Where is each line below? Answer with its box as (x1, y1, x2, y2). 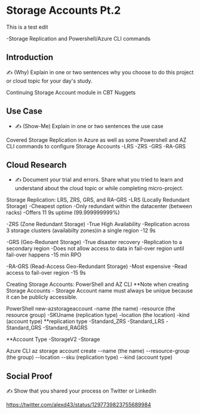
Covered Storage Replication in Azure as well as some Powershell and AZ (6, 136, 187, 144)
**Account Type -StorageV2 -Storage (6, 336, 100, 343)
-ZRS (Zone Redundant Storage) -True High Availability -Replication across (6, 221, 190, 228)
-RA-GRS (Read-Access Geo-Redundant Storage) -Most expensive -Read (6, 263, 187, 270)
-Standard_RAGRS (42, 324, 88, 331)
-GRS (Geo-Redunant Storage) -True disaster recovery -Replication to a (6, 239, 182, 246)
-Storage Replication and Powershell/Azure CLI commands (6, 35, 151, 42)
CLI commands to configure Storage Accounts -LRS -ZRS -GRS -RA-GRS (6, 142, 186, 150)
